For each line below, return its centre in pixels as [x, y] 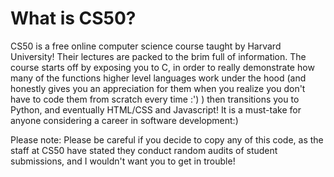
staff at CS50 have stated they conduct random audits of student [144, 150]
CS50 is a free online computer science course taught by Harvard [146, 46]
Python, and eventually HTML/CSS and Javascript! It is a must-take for [156, 109]
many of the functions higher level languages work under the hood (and [158, 78]
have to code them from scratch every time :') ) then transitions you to [155, 99]
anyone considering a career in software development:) [124, 120]
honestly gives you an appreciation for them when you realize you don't [158, 88]
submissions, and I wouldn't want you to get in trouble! [123, 161]
